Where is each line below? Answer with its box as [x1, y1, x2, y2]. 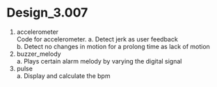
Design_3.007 [6, 5, 88, 21]
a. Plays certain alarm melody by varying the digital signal [16, 57, 182, 65]
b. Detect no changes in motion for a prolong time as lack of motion [16, 42, 210, 50]
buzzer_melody [16, 50, 61, 58]
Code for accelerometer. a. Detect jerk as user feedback [16, 35, 178, 43]
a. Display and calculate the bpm [16, 71, 111, 80]
